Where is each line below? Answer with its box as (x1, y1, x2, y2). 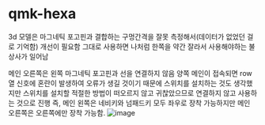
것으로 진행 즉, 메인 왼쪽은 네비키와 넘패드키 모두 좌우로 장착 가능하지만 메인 (16, 98, 251, 108)
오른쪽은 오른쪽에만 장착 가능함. (8, 108, 106, 117)
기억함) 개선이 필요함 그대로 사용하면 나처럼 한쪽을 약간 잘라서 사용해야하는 (16, 41, 248, 51)
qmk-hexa (8, 5, 77, 23)
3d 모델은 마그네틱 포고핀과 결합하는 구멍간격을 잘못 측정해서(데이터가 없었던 (8, 32, 245, 41)
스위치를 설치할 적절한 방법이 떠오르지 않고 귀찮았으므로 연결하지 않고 (22, 88, 237, 97)
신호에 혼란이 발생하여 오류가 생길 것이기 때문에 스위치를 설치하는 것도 (16, 78, 232, 88)
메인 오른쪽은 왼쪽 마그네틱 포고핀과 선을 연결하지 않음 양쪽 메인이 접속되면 (8, 68, 239, 78)
